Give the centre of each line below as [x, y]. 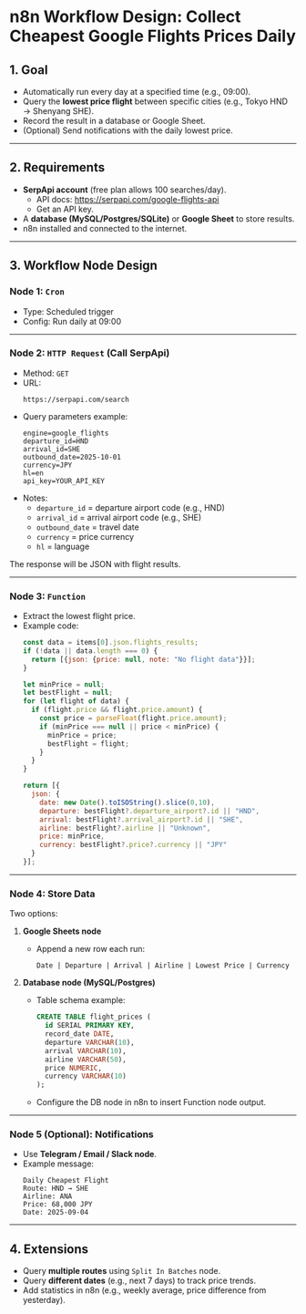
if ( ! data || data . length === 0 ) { [90, 651]
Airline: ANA [47, 1196]
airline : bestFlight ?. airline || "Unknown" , [125, 828]
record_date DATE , [79, 1034]
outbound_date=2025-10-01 [71, 457]
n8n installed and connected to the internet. [105, 228]
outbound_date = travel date [87, 527]
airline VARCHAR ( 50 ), [86, 1060]
